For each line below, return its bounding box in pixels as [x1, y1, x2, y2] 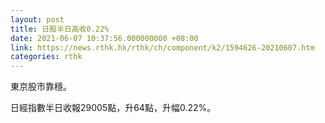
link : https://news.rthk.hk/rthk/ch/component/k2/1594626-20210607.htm [10, 42, 315, 53]
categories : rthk [10, 52, 83, 62]
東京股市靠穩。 [10, 81, 72, 93]
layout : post [10, 14, 65, 25]
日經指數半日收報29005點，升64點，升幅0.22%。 [10, 102, 217, 114]
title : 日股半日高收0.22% [10, 24, 110, 34]
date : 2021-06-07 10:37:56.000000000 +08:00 [10, 33, 199, 43]
